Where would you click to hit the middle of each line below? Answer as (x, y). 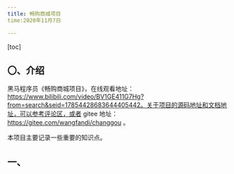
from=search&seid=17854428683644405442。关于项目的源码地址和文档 (114, 105)
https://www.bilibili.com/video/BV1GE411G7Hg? (76, 97)
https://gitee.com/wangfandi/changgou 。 (68, 123)
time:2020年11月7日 (34, 20)
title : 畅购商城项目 (34, 14)
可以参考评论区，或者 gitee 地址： (69, 114)
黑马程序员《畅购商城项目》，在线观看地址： (70, 89)
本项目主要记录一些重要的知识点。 (57, 137)
